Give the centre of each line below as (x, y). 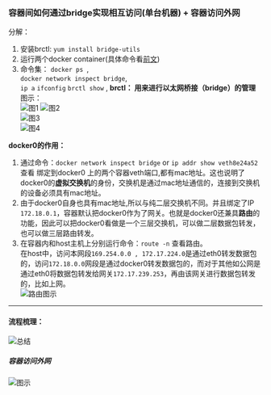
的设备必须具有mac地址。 (63, 193)
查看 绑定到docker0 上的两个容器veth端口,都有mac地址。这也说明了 (133, 173)
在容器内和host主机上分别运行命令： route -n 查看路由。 (113, 243)
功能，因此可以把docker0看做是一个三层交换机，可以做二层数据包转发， (140, 223)
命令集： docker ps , (54, 69)
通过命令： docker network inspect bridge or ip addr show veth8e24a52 (139, 162)
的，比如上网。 (45, 284)
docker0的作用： (37, 145)
